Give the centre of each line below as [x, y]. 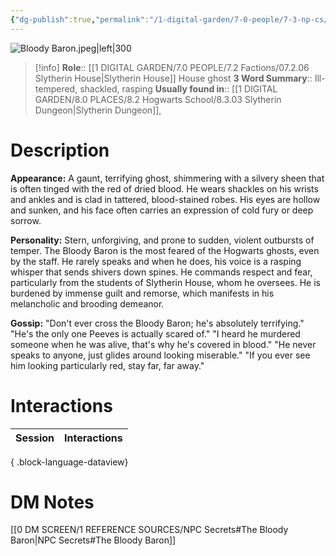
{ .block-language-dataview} [69, 462]
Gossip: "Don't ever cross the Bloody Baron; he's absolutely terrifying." [157, 323]
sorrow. [26, 220]
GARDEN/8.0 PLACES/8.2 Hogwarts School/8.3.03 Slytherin [158, 99]
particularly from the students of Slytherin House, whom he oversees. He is [165, 282]
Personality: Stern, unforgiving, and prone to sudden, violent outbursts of [162, 240]
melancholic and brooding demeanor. [87, 303]
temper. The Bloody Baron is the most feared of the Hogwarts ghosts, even [165, 250]
